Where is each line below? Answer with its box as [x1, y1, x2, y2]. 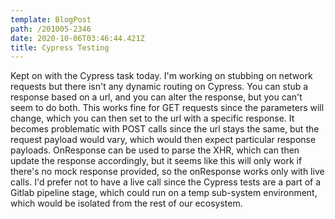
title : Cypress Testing [10, 42, 110, 53]
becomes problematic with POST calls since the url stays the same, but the [10, 123, 320, 135]
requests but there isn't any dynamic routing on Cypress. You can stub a [10, 81, 309, 93]
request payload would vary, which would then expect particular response [10, 134, 317, 146]
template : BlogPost [10, 14, 92, 25]
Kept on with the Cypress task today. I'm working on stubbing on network [10, 70, 313, 82]
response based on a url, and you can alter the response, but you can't [10, 91, 303, 103]
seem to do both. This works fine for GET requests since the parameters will [10, 102, 325, 114]
